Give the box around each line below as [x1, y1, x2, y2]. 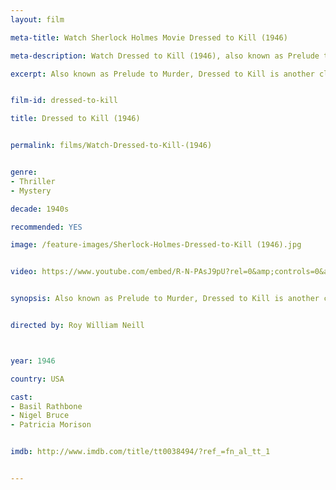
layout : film [10, 14, 65, 25]
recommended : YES [10, 222, 83, 232]
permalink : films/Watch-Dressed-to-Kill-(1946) [10, 141, 213, 151]
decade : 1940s [10, 204, 70, 214]
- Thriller [10, 176, 56, 186]
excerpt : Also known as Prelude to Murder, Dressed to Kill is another [10, 69, 315, 79]
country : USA [10, 374, 65, 384]
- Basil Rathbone [10, 401, 83, 411]
